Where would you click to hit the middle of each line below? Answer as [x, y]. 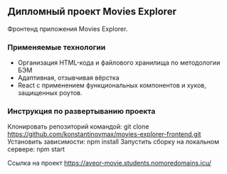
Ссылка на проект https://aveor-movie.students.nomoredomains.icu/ [109, 163]
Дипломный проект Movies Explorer [92, 12]
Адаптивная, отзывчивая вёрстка [68, 78]
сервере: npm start [36, 149]
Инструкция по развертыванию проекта [81, 112]
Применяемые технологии [57, 47]
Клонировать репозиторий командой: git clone [78, 126]
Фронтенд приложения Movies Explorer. [68, 28]
